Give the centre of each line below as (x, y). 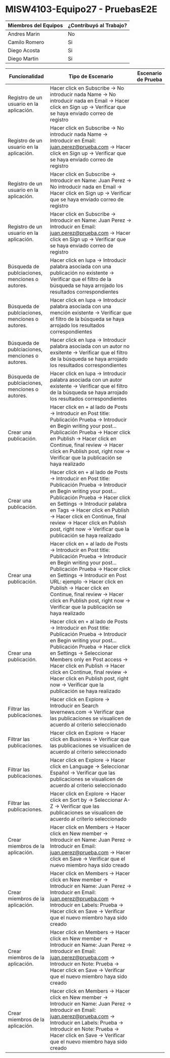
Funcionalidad (26, 76)
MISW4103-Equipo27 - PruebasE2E (81, 9)
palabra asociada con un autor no (90, 346)
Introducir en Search (74, 706)
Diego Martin (23, 58)
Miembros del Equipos (35, 25)
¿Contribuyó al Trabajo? (97, 25)
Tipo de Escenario (91, 76)
